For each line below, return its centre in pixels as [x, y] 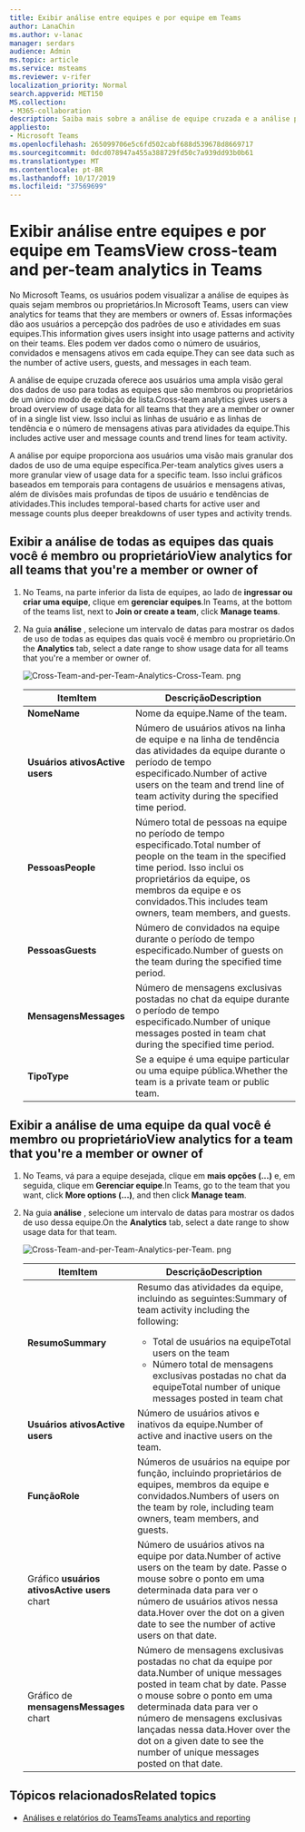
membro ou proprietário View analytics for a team [151, 1140]
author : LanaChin [42, 26]
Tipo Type [48, 1076]
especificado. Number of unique [202, 1022]
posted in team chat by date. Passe [212, 1684]
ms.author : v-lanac [46, 34]
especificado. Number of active [201, 773]
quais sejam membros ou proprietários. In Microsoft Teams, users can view [149, 305]
